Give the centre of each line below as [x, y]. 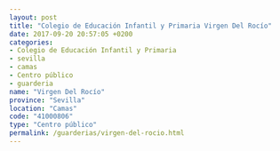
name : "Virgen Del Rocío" [57, 91]
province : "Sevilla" [48, 100]
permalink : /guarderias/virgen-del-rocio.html [97, 133]
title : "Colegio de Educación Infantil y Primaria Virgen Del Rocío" [141, 26]
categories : [31, 42]
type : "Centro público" [53, 125]
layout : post [33, 17]
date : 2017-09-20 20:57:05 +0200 [71, 34]
